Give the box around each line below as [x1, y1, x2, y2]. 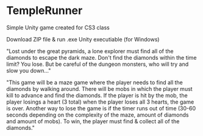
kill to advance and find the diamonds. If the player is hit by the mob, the [6, 91, 188, 99]
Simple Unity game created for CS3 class [6, 24, 110, 31]
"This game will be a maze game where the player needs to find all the [6, 79, 183, 86]
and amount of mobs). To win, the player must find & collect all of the [6, 117, 180, 125]
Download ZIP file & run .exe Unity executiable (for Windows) [6, 35, 160, 43]
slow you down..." [6, 66, 51, 74]
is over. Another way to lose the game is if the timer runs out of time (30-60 [6, 104, 196, 112]
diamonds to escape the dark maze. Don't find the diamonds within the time [6, 54, 197, 61]
